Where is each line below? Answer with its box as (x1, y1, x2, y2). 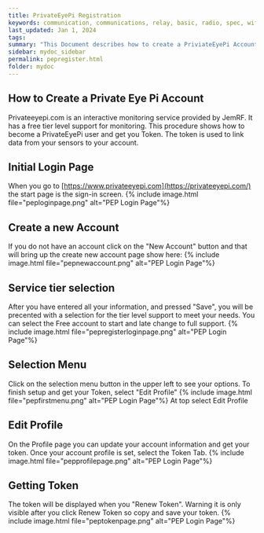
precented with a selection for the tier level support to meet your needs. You (8, 311, 255, 319)
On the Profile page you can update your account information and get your (8, 439, 250, 449)
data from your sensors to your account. (8, 138, 139, 147)
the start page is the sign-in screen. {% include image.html (8, 189, 199, 199)
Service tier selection (8, 281, 115, 295)
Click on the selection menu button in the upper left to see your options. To (8, 379, 251, 388)
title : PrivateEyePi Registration (8, 11, 122, 20)
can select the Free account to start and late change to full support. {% (8, 319, 238, 328)
